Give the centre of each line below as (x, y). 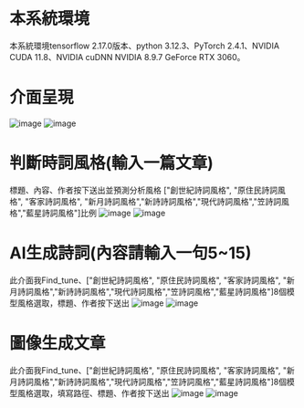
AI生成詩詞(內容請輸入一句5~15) (131, 253)
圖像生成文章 (58, 343)
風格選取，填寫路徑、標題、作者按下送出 (93, 392)
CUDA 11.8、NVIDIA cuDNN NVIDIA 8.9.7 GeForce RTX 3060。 (127, 57)
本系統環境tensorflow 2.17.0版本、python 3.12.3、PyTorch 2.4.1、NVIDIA (145, 46)
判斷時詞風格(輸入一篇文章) (112, 163)
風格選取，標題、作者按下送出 (73, 303)
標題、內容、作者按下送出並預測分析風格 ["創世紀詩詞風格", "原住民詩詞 (144, 190)
